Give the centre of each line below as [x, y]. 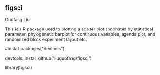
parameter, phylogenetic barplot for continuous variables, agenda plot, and [80, 34]
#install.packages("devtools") [35, 48]
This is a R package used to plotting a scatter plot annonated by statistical [79, 29]
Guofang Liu [18, 19]
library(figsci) [18, 67]
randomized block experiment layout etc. [46, 39]
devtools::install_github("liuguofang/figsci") [49, 58]
